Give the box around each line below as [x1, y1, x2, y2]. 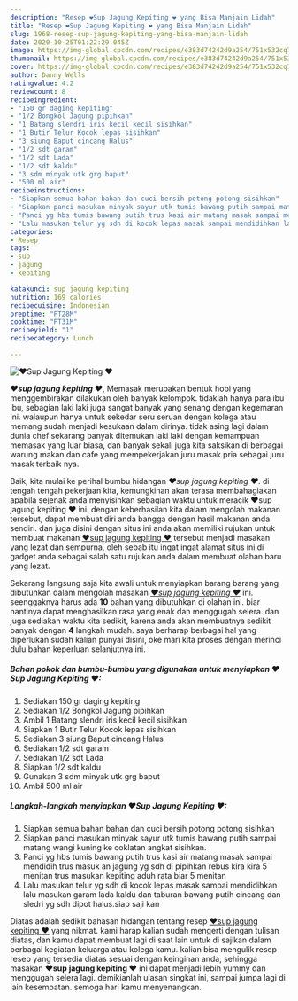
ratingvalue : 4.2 [10, 79, 74, 88]
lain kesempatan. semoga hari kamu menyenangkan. [10, 981, 202, 992]
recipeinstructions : [10, 186, 87, 195]
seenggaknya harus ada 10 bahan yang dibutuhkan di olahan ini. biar [10, 596, 261, 607]
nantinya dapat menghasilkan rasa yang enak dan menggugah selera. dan [10, 606, 279, 616]
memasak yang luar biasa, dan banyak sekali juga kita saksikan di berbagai [10, 440, 284, 450]
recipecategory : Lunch [10, 334, 94, 343]
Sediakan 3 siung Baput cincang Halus [22, 733, 164, 744]
